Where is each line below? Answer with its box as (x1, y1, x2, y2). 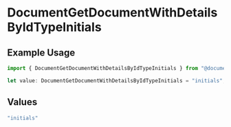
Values (7, 96, 38, 108)
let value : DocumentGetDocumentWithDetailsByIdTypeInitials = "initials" (7, 77, 223, 84)
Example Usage (7, 47, 76, 58)
